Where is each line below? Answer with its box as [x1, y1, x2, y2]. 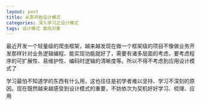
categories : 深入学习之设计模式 [6, 20, 79, 26]
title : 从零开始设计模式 [6, 14, 61, 20]
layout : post [6, 8, 39, 15]
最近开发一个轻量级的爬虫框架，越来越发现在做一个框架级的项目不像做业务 [6, 42, 190, 50]
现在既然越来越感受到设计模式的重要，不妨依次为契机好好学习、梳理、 [16, 85, 190, 92]
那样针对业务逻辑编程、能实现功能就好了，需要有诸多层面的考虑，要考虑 [11, 50, 190, 57]
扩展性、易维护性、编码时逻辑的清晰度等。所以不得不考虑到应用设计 [22, 57, 190, 64]
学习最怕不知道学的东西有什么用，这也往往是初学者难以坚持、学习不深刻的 [6, 78, 190, 85]
